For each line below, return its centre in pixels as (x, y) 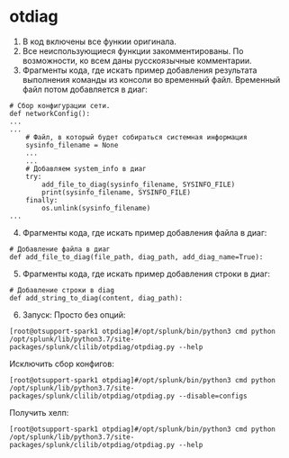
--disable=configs (213, 396)
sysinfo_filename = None (72, 145)
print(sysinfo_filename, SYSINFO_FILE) (117, 192)
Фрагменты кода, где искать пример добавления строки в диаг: (146, 274)
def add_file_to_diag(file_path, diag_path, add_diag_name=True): (136, 257)
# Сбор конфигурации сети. (60, 105)
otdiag (34, 17)
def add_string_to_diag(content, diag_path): (96, 298)
